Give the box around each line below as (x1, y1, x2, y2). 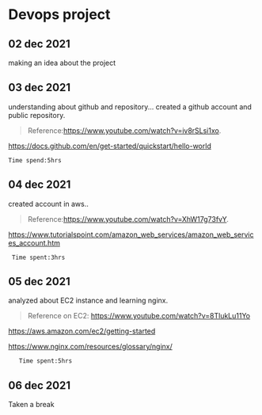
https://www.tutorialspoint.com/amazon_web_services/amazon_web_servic (8, 230, 254, 239)
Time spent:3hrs (11, 253, 66, 261)
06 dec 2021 (8, 379, 71, 392)
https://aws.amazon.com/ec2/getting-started (8, 326, 156, 336)
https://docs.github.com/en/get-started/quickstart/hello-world (8, 141, 211, 150)
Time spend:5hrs (8, 156, 62, 164)
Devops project (8, 6, 111, 24)
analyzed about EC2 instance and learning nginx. (8, 295, 169, 306)
